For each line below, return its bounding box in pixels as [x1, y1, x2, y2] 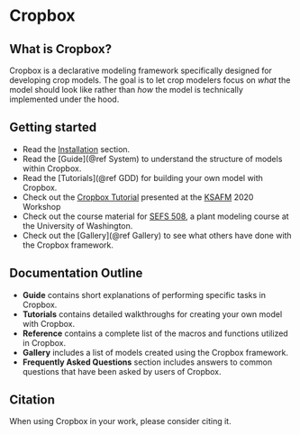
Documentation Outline [9, 266, 143, 281]
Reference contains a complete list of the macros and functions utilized [22, 328, 288, 339]
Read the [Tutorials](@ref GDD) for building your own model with [22, 172, 264, 183]
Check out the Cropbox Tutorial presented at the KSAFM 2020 [22, 191, 254, 203]
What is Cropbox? [9, 41, 113, 57]
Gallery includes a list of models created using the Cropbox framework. [22, 347, 289, 358]
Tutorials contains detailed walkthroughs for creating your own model [22, 308, 283, 320]
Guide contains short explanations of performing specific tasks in [22, 289, 266, 300]
